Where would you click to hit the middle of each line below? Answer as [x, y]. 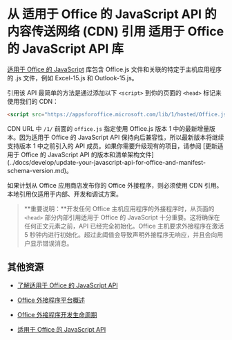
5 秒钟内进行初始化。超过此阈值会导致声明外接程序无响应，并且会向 [120, 234]
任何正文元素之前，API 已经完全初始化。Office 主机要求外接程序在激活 [124, 226]
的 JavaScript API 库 [66, 49]
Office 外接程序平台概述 [51, 300]
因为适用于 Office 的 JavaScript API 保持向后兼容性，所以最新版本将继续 [122, 137]
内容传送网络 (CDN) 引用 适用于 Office [116, 32]
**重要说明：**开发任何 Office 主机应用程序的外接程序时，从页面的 [119, 208]
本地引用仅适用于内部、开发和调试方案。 [65, 194]
